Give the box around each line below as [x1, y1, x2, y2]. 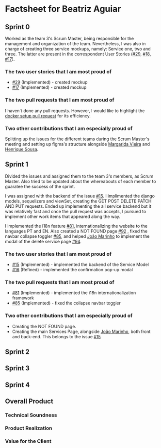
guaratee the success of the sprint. [5, 183, 75, 189]
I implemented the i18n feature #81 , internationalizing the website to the [5, 223, 148, 229]
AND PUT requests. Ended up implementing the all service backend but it [5, 203, 152, 209]
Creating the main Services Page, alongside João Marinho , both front [12, 329, 151, 334]
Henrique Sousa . [5, 146, 39, 152]
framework [12, 295, 34, 301]
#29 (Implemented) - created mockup [12, 79, 88, 85]
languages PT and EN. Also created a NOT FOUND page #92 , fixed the [5, 228, 148, 234]
